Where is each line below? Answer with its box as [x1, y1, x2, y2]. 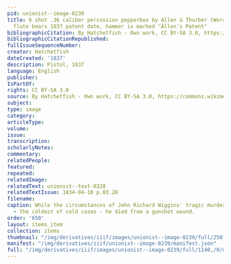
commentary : [7, 151, 41, 158]
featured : [7, 163, 36, 170]
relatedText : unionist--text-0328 [7, 183, 107, 190]
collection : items [7, 228, 60, 234]
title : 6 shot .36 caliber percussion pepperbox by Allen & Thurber [7, 16, 208, 23]
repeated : [7, 170, 36, 177]
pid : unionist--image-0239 [7, 10, 85, 17]
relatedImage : [7, 176, 48, 183]
